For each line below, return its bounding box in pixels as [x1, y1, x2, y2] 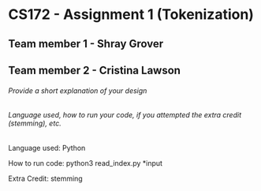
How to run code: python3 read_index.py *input [8, 158, 163, 167]
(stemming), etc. [8, 118, 62, 128]
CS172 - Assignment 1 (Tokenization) [8, 6, 255, 24]
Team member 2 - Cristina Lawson [8, 63, 181, 77]
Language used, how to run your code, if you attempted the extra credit [8, 110, 242, 120]
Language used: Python [8, 143, 86, 152]
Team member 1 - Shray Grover [8, 37, 164, 51]
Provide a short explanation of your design [8, 85, 147, 95]
